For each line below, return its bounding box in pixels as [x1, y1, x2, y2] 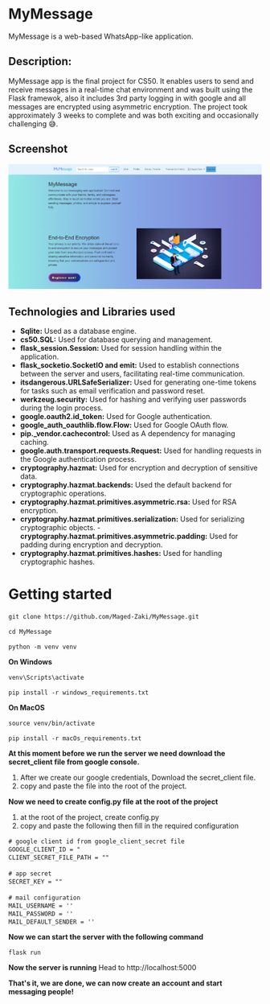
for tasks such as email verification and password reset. [19, 386, 206, 396]
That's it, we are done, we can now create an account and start [8, 978, 223, 988]
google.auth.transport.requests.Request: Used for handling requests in [19, 446, 262, 455]
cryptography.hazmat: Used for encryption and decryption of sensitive [19, 463, 259, 473]
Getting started [8, 585, 112, 603]
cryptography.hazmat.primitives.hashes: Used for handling [19, 549, 223, 558]
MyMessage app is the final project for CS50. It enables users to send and [8, 76, 255, 85]
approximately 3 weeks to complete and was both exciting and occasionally [8, 110, 259, 120]
